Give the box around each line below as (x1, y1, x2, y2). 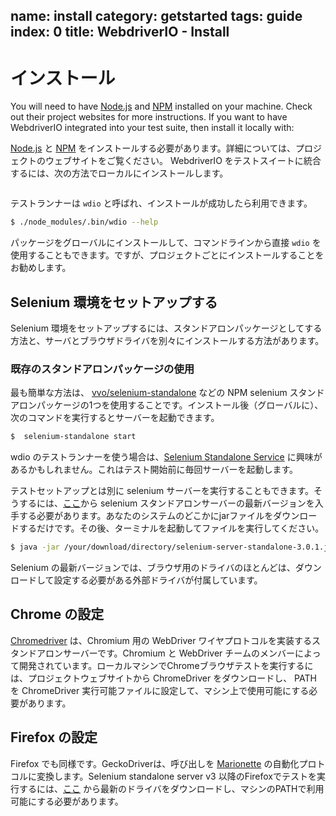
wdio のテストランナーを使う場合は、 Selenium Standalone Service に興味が (10, 451, 323, 463)
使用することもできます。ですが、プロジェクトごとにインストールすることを (10, 249, 325, 261)
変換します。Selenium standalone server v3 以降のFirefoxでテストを (36, 770, 318, 782)
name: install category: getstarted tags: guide (10, 8, 303, 25)
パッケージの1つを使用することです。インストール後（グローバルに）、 (36, 399, 324, 411)
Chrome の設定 (10, 606, 105, 623)
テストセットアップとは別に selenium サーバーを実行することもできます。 (10, 485, 315, 497)
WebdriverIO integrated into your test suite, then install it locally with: (10, 122, 295, 134)
